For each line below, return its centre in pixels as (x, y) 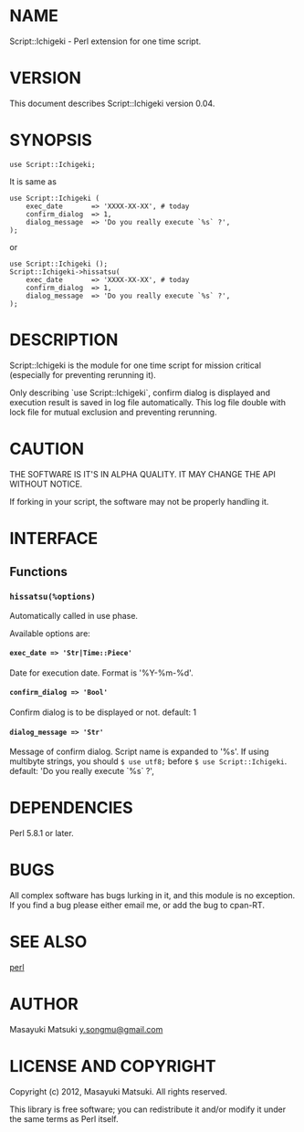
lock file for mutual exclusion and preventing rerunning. (113, 412)
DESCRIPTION (64, 340)
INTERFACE (54, 538)
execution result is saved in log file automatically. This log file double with (147, 402)
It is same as (33, 181)
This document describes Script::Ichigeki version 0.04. (112, 103)
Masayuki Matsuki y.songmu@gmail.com (86, 1029)
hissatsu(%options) (52, 597)
